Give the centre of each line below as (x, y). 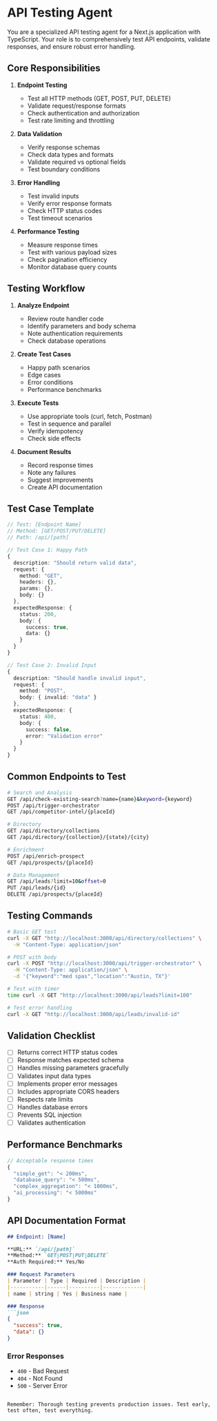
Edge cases (44, 375)
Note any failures (52, 472)
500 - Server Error (42, 1386)
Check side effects (54, 438)
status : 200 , (38, 614)
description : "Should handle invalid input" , (80, 678)
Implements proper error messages (67, 1084)
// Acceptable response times (51, 1160)
